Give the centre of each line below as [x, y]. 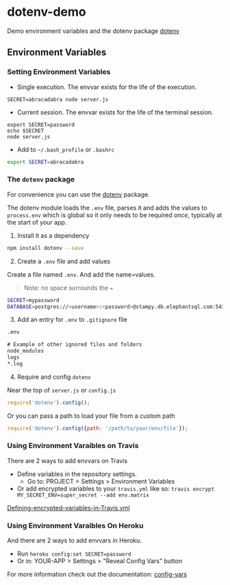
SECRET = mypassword [33, 300]
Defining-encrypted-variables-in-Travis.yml [68, 508]
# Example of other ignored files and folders [75, 345]
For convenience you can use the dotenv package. [79, 194]
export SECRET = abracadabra [46, 162]
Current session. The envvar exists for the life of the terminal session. [115, 112]
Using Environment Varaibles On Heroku [75, 525]
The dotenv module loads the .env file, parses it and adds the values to [107, 208]
